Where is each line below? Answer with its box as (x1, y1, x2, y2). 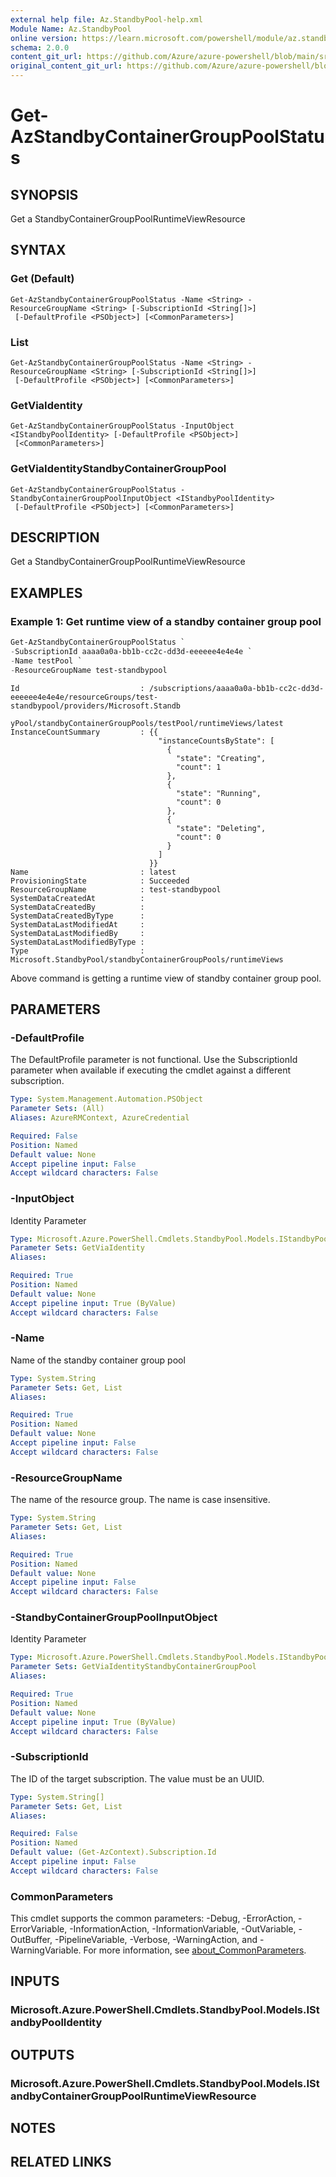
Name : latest (10, 867, 177, 877)
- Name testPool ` (10, 656, 83, 666)
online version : (10, 33, 78, 43)
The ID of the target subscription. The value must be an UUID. (10, 1772, 265, 1785)
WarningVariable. (10, 1944, 82, 1956)
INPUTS (10, 1973, 60, 1990)
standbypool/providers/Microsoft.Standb (10, 701, 182, 711)
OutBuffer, (10, 1934, 53, 1946)
